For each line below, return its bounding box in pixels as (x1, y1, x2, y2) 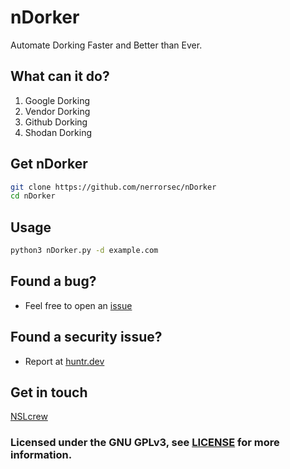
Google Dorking (24, 94, 91, 106)
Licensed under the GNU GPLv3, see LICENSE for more (10, 436, 280, 450)
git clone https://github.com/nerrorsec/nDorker (10, 182, 217, 192)
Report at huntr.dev (24, 355, 105, 367)
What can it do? (10, 68, 110, 85)
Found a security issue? (10, 329, 163, 346)
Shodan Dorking (24, 126, 93, 138)
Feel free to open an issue (24, 299, 133, 311)
